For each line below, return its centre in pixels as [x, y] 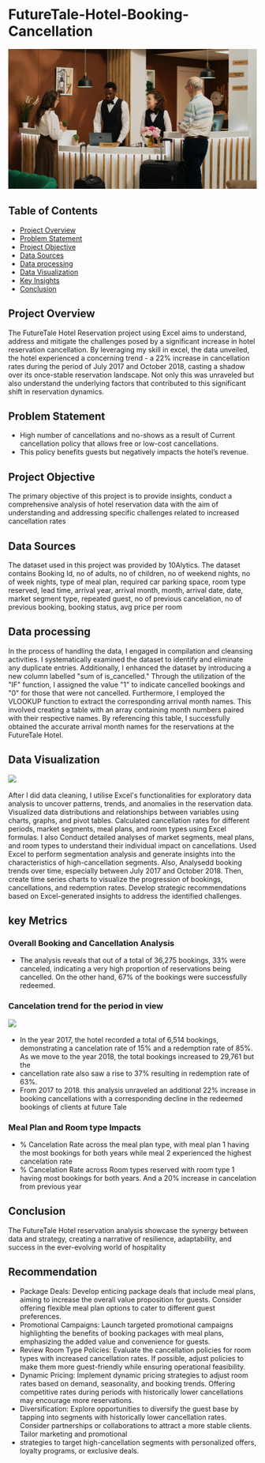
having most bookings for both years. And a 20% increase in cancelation [138, 1178]
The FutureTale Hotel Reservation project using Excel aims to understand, [127, 333]
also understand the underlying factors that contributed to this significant [127, 383]
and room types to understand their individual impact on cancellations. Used [132, 845]
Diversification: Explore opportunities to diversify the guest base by [129, 1408]
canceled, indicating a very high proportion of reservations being [125, 969]
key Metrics [38, 921]
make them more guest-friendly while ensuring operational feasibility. [132, 1367]
